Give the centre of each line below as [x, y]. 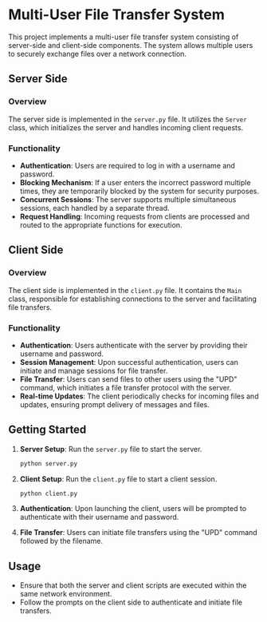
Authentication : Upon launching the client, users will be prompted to [133, 509]
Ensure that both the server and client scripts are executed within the [133, 585]
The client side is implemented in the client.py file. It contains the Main [125, 290]
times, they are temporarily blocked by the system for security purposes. [139, 191]
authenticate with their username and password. [99, 517]
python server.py [49, 464]
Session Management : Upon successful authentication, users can [129, 362]
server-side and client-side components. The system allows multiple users [131, 45]
